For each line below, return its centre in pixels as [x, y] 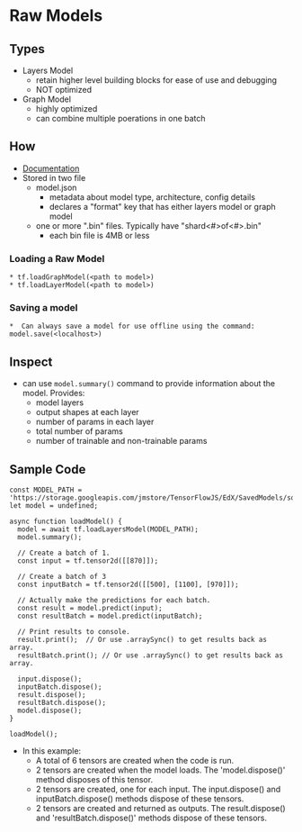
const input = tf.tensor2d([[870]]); [88, 561]
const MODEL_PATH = [46, 490]
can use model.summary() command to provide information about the [149, 384]
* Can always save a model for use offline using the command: [132, 326]
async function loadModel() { [66, 522]
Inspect [31, 362]
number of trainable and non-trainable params [121, 441]
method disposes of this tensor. [94, 780]
